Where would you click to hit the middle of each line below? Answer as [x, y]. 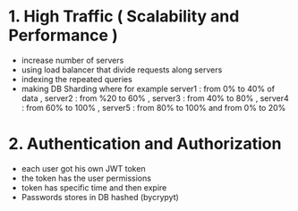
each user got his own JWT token [83, 168]
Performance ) [63, 35]
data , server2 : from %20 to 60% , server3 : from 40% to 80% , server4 [155, 98]
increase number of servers [72, 60]
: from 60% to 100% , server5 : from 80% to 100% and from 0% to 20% [153, 107]
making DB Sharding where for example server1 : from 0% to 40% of [148, 89]
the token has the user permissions [86, 178]
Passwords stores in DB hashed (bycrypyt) [100, 197]
